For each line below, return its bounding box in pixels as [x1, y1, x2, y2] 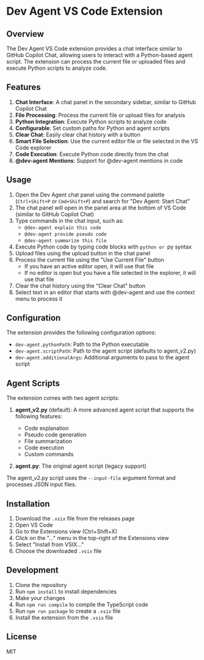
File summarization [24, 438, 72, 445]
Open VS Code [15, 522, 53, 529]
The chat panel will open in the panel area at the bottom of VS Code [15, 204, 186, 211]
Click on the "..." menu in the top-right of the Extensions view [15, 534, 169, 542]
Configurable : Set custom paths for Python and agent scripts [15, 124, 170, 132]
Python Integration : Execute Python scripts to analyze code [15, 118, 167, 125]
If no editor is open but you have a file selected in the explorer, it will [24, 269, 197, 276]
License [6, 632, 37, 642]
